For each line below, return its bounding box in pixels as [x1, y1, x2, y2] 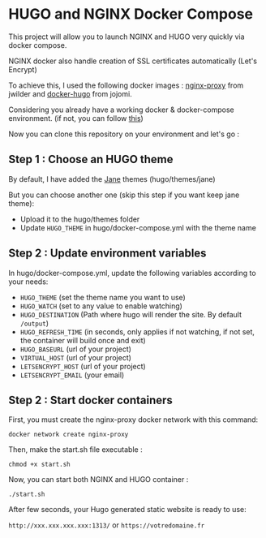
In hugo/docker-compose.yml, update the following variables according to [8, 268, 257, 278]
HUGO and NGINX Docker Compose [8, 5, 254, 24]
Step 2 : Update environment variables [8, 247, 207, 260]
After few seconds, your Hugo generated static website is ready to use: [8, 505, 247, 514]
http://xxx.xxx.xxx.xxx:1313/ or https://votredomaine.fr [8, 520, 205, 530]
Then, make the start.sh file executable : [8, 445, 144, 454]
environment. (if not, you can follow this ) [8, 113, 144, 123]
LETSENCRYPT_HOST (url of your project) [19, 361, 146, 371]
